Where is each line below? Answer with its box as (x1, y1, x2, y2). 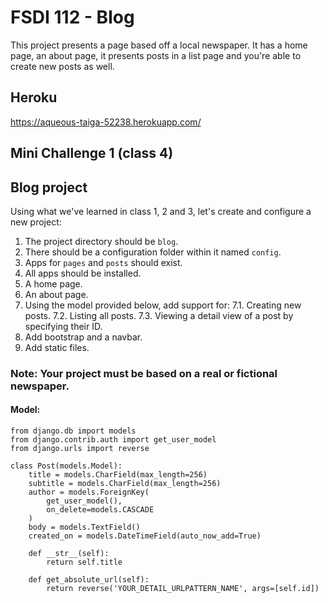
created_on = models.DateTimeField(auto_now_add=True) (28, 531, 262, 541)
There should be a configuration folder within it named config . (24, 246, 282, 258)
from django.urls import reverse (10, 444, 150, 454)
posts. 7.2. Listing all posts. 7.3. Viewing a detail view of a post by (24, 309, 294, 321)
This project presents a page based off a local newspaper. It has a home (10, 39, 308, 51)
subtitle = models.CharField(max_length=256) (28, 479, 222, 489)
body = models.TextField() (28, 522, 141, 533)
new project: (10, 216, 62, 228)
